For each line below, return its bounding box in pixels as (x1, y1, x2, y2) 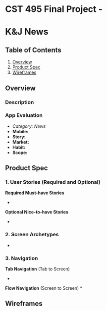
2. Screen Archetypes (5, 231, 59, 238)
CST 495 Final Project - (5, 3, 103, 15)
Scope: (12, 150, 28, 155)
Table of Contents (5, 46, 62, 54)
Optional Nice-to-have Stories (5, 209, 68, 215)
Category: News (12, 123, 46, 129)
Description (5, 99, 34, 105)
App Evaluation (5, 112, 43, 119)
